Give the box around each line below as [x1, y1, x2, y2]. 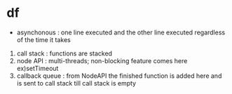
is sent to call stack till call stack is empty [16, 79, 137, 87]
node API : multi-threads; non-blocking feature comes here [16, 56, 188, 65]
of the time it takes [16, 35, 71, 43]
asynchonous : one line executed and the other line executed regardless [16, 28, 226, 36]
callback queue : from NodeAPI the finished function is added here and [16, 72, 222, 80]
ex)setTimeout [16, 64, 59, 72]
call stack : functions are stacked [16, 49, 113, 58]
